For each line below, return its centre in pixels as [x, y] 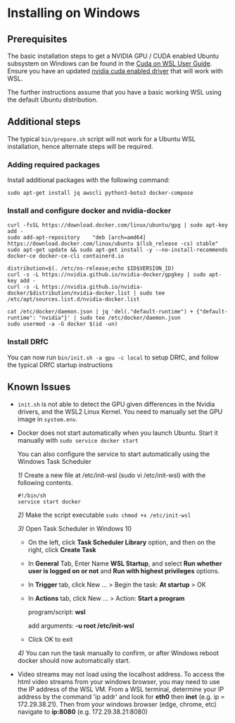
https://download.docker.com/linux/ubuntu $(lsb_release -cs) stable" [113, 244]
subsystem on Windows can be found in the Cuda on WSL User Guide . [110, 64]
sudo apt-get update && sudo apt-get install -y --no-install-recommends [118, 250]
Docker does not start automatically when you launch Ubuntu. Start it [118, 433]
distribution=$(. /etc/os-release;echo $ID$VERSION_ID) [91, 269]
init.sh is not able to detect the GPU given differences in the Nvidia [116, 404]
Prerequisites [37, 39]
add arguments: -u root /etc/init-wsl [81, 626]
